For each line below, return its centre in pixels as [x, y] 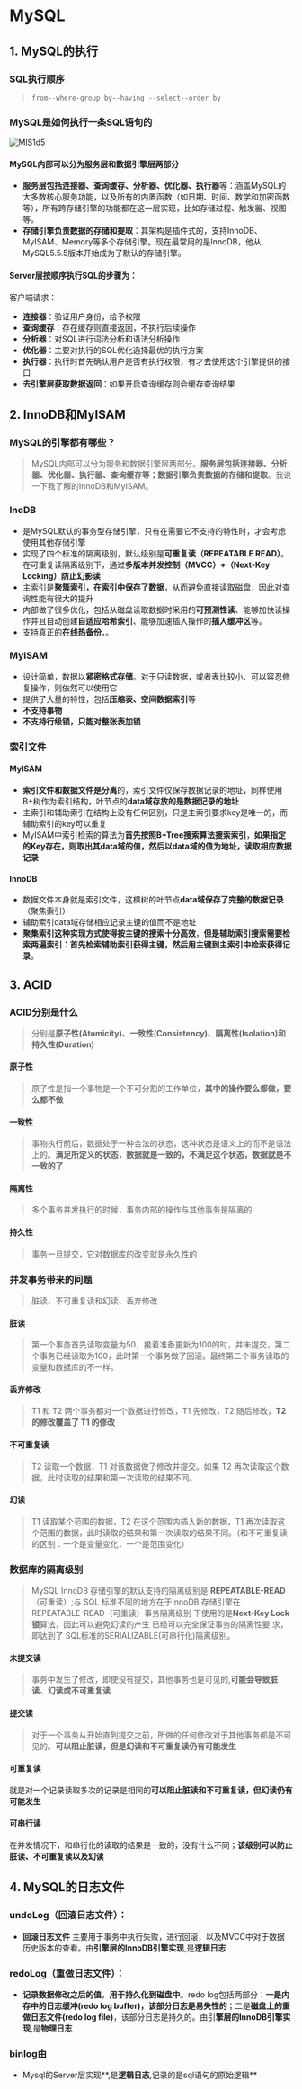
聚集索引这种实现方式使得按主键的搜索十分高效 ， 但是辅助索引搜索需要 [152, 933]
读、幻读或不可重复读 [71, 1691]
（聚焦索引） [46, 911]
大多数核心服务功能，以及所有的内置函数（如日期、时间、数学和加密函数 [156, 197]
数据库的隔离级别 [46, 1569]
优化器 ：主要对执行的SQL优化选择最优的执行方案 [113, 350]
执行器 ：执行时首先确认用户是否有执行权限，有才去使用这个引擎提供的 [152, 361]
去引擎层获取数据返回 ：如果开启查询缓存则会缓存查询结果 [129, 384]
